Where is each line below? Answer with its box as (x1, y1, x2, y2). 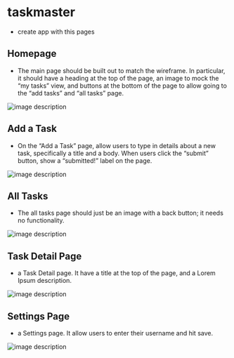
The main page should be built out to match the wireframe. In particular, (17, 66, 226, 74)
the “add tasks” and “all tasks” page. (17, 88, 124, 97)
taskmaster (7, 4, 76, 20)
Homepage (7, 48, 57, 60)
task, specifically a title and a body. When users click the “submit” (17, 149, 209, 157)
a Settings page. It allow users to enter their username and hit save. (17, 329, 213, 337)
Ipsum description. (17, 277, 72, 285)
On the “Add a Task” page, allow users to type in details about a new (17, 141, 216, 150)
